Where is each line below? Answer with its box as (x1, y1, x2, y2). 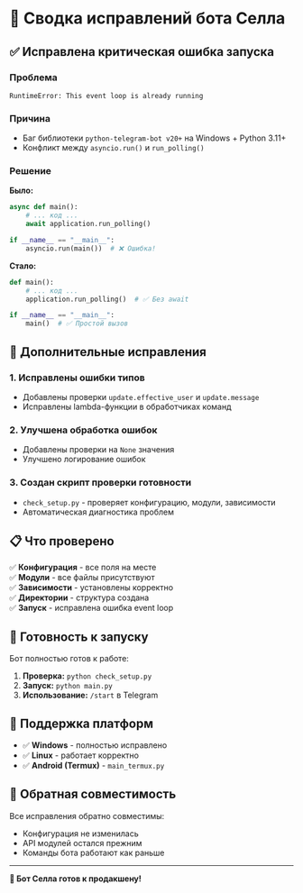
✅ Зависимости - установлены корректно (9, 582, 174, 593)
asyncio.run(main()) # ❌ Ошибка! (25, 243, 156, 253)
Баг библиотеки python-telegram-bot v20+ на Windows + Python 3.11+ (22, 132, 287, 143)
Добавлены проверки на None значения (22, 444, 175, 455)
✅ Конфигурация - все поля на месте (9, 562, 157, 573)
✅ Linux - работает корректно (22, 750, 140, 761)
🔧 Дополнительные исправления (9, 344, 207, 360)
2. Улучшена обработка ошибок (9, 424, 158, 436)
